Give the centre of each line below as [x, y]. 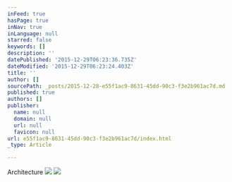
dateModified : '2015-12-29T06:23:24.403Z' [71, 66]
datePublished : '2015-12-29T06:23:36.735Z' [72, 60]
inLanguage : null [33, 34]
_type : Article [30, 145]
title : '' [22, 73]
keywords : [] [26, 47]
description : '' [31, 54]
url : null [28, 125]
